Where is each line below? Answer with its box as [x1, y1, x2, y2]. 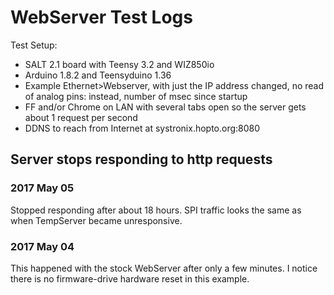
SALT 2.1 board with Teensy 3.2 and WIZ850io [24, 58, 215, 70]
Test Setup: [10, 39, 58, 51]
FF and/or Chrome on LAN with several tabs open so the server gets [24, 101, 307, 113]
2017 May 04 [10, 239, 75, 253]
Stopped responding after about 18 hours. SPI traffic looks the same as [10, 204, 302, 216]
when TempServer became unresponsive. [10, 214, 183, 226]
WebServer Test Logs [10, 6, 193, 29]
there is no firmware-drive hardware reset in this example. [10, 272, 250, 285]
